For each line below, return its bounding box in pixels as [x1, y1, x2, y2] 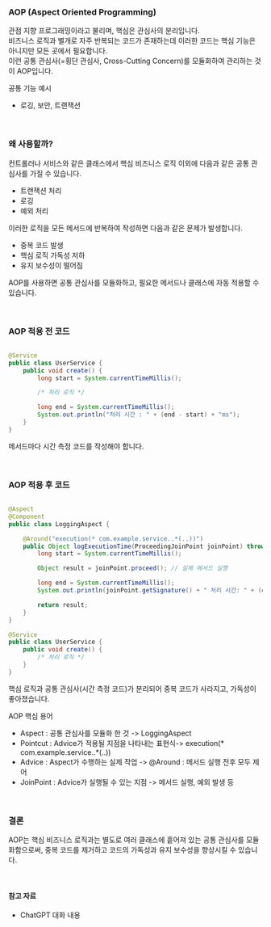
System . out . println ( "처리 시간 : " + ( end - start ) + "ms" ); [37, 411, 240, 419]
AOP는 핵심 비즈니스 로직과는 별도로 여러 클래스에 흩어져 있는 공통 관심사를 [8, 835, 244, 845]
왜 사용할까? [8, 138, 54, 150]
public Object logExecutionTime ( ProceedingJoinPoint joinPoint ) [23, 542, 244, 550]
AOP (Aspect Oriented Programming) [8, 6, 157, 18]
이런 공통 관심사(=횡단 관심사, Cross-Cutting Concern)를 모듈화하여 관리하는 [8, 56, 253, 66]
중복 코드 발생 [19, 240, 64, 250]
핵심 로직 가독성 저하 [19, 250, 85, 260]
